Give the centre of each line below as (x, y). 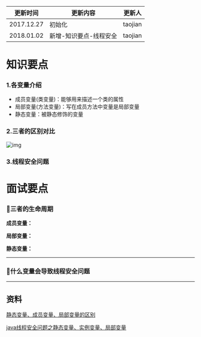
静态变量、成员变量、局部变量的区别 (51, 315)
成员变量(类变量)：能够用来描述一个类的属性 (69, 99)
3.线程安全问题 (28, 162)
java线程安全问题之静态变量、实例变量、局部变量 (66, 327)
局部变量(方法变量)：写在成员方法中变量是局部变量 (77, 107)
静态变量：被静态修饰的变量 (49, 114)
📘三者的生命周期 (30, 208)
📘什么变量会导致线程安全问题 (48, 272)
